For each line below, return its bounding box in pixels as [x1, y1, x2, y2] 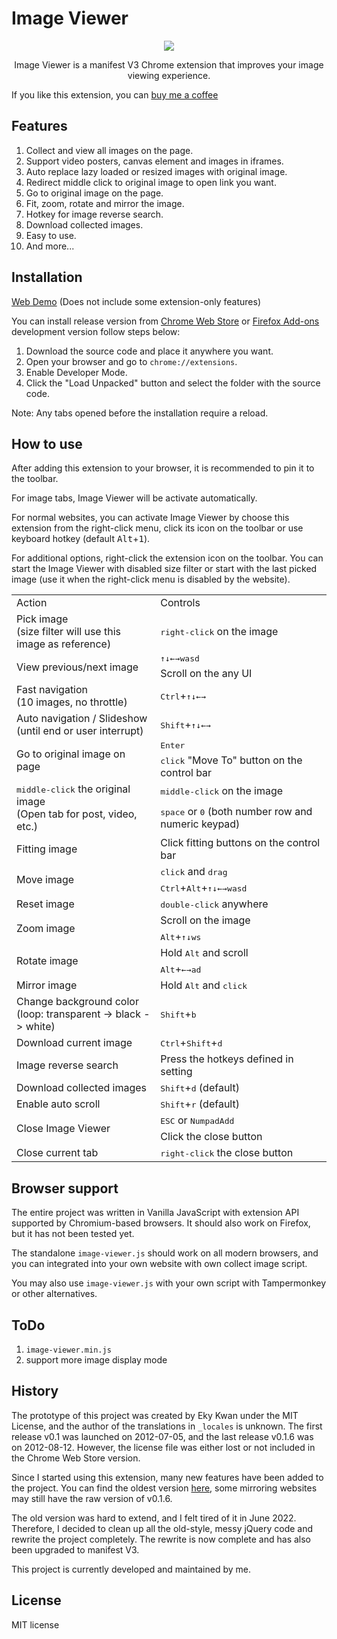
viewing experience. [127, 69, 211, 81]
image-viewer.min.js [25, 1345, 112, 1355]
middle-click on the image [160, 783, 284, 797]
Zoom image [16, 922, 76, 936]
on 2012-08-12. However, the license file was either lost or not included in [11, 1441, 316, 1453]
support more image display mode [25, 1354, 168, 1366]
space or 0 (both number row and [160, 804, 313, 818]
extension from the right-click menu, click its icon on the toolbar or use [11, 522, 304, 534]
